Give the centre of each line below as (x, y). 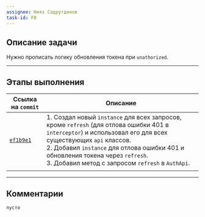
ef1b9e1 (20, 140)
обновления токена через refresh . (97, 155)
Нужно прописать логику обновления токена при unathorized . (88, 57)
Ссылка (25, 100)
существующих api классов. (89, 140)
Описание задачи (42, 42)
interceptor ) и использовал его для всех (107, 133)
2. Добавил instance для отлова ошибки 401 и (116, 148)
